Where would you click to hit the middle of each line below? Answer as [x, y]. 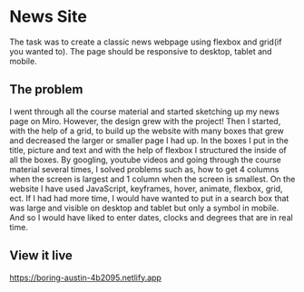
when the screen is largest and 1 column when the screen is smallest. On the [152, 179]
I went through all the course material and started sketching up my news [144, 112]
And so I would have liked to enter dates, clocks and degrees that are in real [151, 217]
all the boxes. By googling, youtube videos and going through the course [145, 160]
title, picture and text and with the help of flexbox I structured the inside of [148, 150]
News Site [49, 17]
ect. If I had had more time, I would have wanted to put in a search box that [149, 198]
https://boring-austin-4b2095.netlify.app [85, 277]
